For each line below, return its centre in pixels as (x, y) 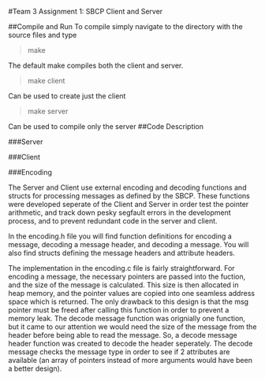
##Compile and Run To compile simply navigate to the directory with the (125, 26)
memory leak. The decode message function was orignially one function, (127, 318)
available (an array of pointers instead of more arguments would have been (130, 360)
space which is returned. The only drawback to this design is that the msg (129, 301)
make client (46, 81)
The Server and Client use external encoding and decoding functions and (127, 187)
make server (48, 111)
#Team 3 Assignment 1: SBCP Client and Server (86, 11)
